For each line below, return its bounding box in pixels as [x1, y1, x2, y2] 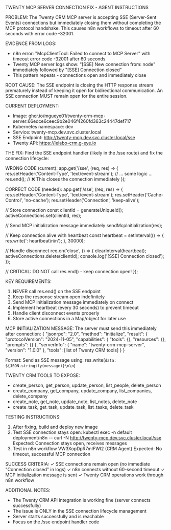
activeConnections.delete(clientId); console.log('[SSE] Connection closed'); [5, 253, 164, 259]
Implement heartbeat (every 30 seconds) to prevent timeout [12, 304, 139, 311]
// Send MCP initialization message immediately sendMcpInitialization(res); [5, 223, 162, 228]
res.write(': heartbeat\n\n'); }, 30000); [5, 238, 85, 244]
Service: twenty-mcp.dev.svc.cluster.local [12, 129, 101, 135]
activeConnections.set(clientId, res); [5, 212, 82, 218]
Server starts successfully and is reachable [12, 514, 104, 519]
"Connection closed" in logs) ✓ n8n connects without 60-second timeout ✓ [5, 467, 165, 472]
